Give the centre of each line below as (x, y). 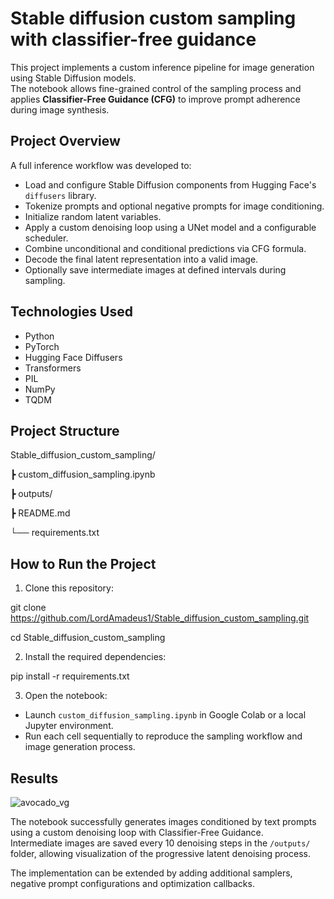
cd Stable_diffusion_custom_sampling (88, 638)
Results (34, 778)
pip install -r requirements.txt (70, 676)
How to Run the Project (83, 563)
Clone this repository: (69, 588)
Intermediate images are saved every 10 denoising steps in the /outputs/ (160, 843)
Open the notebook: (66, 696)
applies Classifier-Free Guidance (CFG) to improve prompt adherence (155, 99)
